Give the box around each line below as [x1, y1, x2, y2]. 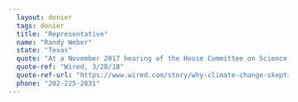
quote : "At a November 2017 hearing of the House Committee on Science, [16, 54, 292, 63]
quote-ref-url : [16, 71, 73, 80]
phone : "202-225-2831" [16, 79, 101, 88]
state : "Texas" [16, 46, 73, 55]
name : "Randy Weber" [16, 37, 93, 47]
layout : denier [16, 12, 73, 22]
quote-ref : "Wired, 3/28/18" [16, 63, 125, 72]
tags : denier [16, 21, 65, 30]
